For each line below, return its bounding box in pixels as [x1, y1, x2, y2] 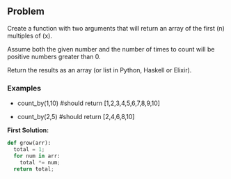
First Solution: [7, 126, 49, 134]
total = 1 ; [13, 146, 45, 153]
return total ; [13, 165, 54, 173]
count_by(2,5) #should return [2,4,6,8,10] [17, 113, 135, 121]
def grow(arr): [7, 139, 51, 147]
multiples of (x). [7, 31, 52, 40]
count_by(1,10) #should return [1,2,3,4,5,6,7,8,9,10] [17, 99, 160, 107]
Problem [7, 6, 45, 17]
